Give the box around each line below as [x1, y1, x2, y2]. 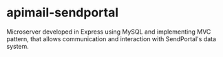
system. [6, 42, 29, 50]
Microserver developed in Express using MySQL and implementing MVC [6, 27, 211, 36]
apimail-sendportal [6, 5, 119, 21]
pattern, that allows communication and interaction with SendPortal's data [6, 34, 217, 43]
